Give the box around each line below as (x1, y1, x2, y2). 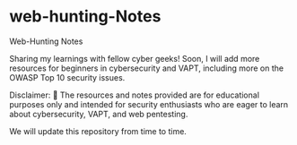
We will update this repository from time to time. (9, 125, 187, 136)
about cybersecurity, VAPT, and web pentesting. (9, 108, 188, 119)
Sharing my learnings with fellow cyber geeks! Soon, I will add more (9, 53, 260, 64)
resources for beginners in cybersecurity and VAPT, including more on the (9, 63, 284, 73)
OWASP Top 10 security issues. (9, 72, 126, 82)
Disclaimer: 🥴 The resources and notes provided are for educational (9, 90, 260, 100)
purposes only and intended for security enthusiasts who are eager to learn (9, 98, 289, 109)
